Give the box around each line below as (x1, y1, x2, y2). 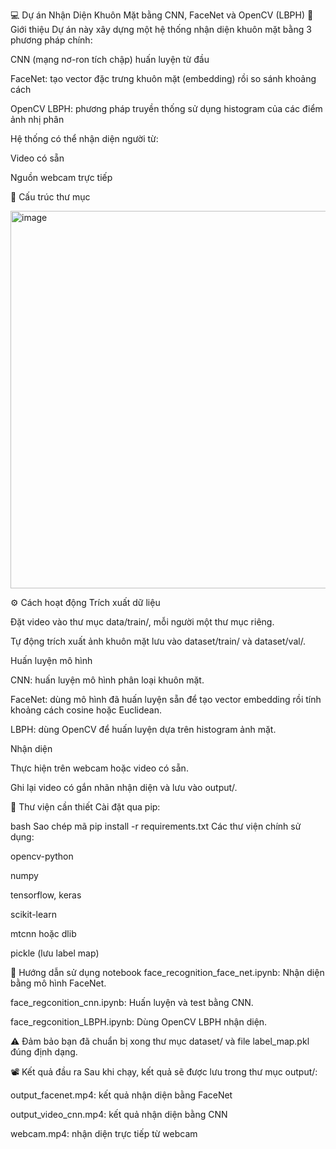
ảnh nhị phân (10, 114, 65, 125)
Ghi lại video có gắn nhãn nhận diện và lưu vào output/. (10, 782, 238, 793)
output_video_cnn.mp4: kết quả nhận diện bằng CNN (10, 1109, 228, 1120)
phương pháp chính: (10, 34, 93, 46)
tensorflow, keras (10, 889, 82, 901)
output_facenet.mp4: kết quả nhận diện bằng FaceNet (10, 1089, 233, 1101)
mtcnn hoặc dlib (10, 928, 77, 939)
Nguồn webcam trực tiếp (10, 172, 113, 183)
